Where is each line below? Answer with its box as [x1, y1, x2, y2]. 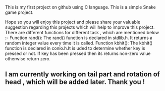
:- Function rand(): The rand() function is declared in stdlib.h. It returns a [5, 35, 153, 41]
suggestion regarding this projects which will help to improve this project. [5, 24, 155, 30]
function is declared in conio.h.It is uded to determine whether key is [5, 45, 145, 51]
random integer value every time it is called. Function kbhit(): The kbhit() [5, 40, 153, 46]
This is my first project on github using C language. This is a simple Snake [5, 4, 156, 10]
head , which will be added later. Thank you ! [5, 78, 145, 86]
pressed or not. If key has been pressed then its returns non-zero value [5, 50, 151, 56]
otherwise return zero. [5, 56, 51, 61]
